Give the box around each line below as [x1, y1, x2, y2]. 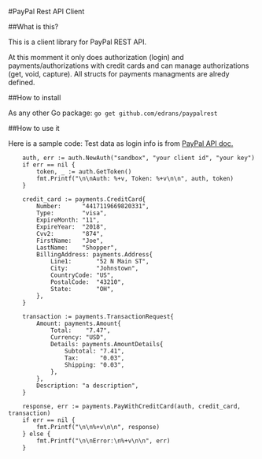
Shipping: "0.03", [64, 361, 125, 369]
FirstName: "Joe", [36, 237, 104, 244]
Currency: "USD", [50, 334, 108, 341]
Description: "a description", [36, 382, 139, 390]
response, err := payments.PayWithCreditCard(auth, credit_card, [22, 402, 242, 410]
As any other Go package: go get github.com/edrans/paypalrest [8, 108, 218, 118]
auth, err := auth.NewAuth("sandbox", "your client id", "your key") [22, 154, 256, 162]
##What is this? [8, 22, 59, 31]
